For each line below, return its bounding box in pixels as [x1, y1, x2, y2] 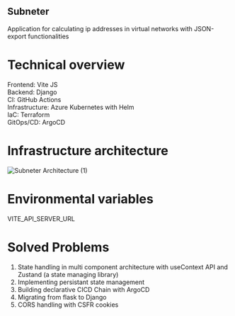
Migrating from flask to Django [17, 293, 107, 301]
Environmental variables [7, 191, 154, 207]
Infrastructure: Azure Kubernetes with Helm [7, 103, 134, 111]
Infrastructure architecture [7, 142, 168, 159]
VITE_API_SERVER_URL [7, 214, 76, 222]
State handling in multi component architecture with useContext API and [17, 262, 229, 271]
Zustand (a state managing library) [17, 270, 119, 278]
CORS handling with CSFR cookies [17, 300, 119, 309]
